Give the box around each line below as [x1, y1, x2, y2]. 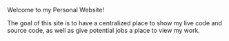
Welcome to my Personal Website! [7, 6, 105, 14]
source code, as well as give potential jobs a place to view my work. [7, 27, 200, 34]
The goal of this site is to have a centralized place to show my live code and [7, 19, 223, 27]
